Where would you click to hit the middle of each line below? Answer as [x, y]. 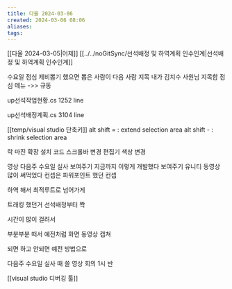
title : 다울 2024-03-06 [40, 14]
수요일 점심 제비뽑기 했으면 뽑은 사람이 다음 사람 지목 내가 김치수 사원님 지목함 [113, 77]
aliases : [20, 26]
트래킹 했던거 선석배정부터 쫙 [46, 204]
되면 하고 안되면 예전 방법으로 [47, 249]
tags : [15, 33]
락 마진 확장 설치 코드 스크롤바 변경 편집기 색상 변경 [76, 152]
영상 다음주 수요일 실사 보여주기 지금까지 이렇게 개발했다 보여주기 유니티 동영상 [114, 166]
